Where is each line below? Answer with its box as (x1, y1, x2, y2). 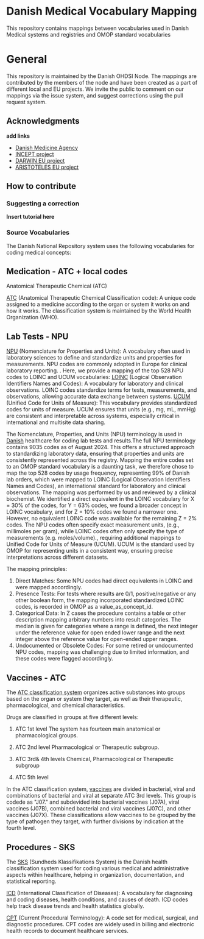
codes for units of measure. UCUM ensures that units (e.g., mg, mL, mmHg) (6, 406, 196, 413)
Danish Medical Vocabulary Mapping (6, 4, 197, 18)
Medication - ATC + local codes (6, 266, 128, 277)
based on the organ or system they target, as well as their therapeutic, (6, 695, 183, 703)
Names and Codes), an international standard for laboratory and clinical (6, 483, 186, 490)
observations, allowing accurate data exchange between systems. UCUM (6, 393, 191, 400)
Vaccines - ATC (6, 672, 66, 683)
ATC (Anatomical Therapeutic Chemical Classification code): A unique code (6, 294, 196, 302)
